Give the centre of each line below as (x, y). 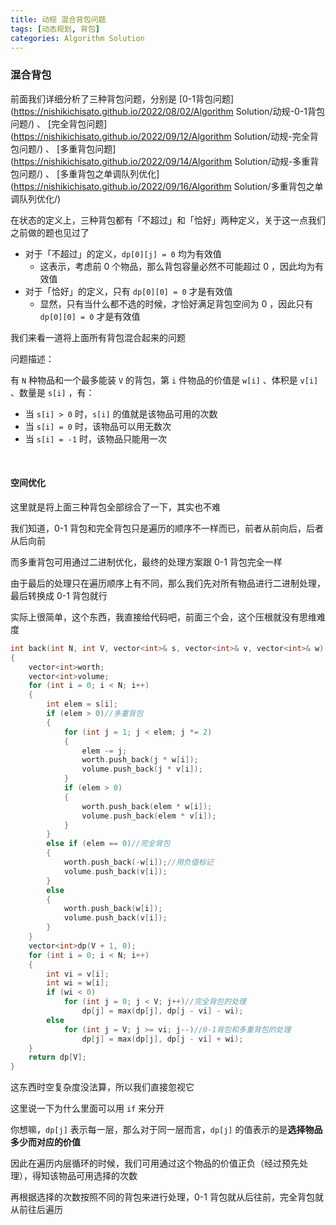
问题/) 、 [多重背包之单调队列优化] (89, 173)
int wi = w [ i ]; (78, 983)
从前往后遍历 (36, 1210)
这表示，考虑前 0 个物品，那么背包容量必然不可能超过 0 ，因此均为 (177, 266)
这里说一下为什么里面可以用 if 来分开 (87, 1108)
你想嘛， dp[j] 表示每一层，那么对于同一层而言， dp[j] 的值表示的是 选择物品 (166, 1130)
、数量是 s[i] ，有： (52, 392)
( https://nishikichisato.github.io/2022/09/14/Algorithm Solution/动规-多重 (160, 161)
